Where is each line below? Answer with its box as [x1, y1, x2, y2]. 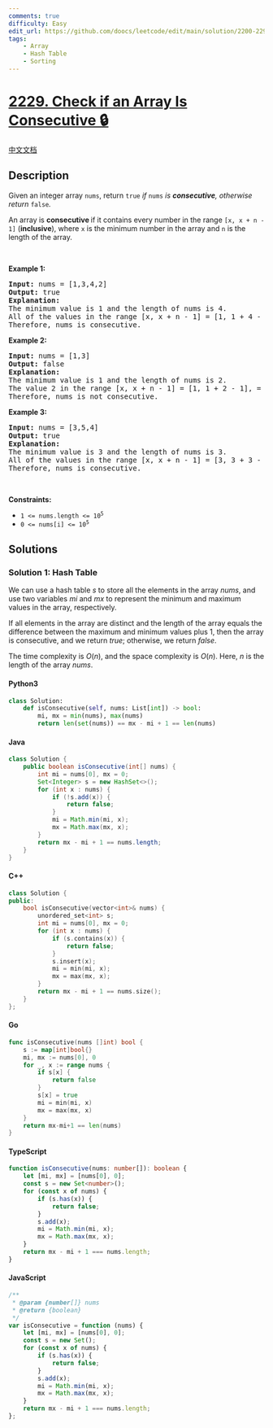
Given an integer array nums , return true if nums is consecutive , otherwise [8, 190, 253, 200]
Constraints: [8, 494, 52, 504]
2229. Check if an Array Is [8, 93, 188, 111]
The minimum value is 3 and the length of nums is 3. [8, 447, 227, 456]
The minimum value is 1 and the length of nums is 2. [8, 375, 227, 385]
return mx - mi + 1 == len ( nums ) [23, 1121, 122, 1129]
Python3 [8, 679, 38, 688]
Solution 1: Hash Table [8, 566, 97, 578]
